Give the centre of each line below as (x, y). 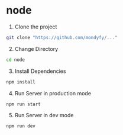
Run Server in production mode (53, 93)
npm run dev (21, 126)
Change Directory (36, 49)
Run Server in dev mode (44, 115)
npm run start (24, 104)
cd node (16, 60)
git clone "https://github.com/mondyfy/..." (62, 37)
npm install (21, 82)
